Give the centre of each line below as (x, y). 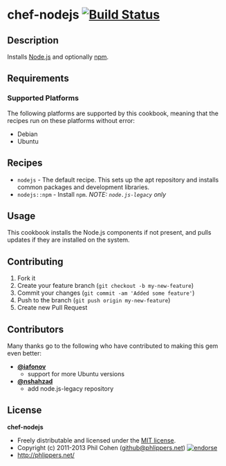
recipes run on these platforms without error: (71, 120)
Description (33, 40)
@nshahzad (35, 381)
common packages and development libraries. (83, 187)
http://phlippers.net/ (46, 455)
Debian (27, 134)
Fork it (26, 278)
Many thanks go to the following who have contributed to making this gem (113, 346)
